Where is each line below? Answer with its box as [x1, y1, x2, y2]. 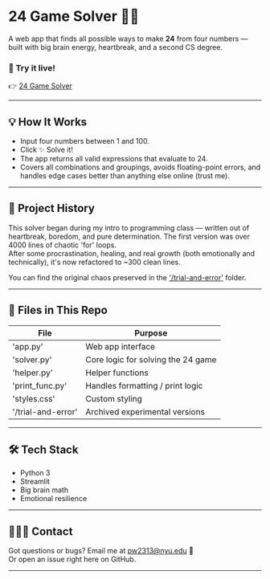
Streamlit [19, 477, 51, 487]
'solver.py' [12, 353, 52, 365]
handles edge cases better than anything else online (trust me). [19, 171, 231, 181]
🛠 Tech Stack [8, 443, 79, 457]
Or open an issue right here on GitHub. [8, 554, 137, 565]
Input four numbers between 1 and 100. [19, 137, 150, 146]
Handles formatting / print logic [85, 380, 203, 391]
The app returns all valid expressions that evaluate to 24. [19, 154, 208, 164]
